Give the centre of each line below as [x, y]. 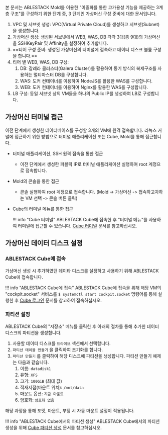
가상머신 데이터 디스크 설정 [44, 243]
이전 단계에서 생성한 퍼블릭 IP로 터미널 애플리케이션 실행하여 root [84, 164]
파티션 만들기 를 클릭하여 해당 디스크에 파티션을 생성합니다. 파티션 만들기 [82, 356]
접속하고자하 [151, 192]
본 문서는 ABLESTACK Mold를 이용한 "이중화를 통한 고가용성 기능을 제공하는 [80, 7]
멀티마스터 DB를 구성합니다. [61, 75]
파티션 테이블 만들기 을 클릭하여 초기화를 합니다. [57, 350]
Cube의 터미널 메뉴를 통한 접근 [43, 209]
